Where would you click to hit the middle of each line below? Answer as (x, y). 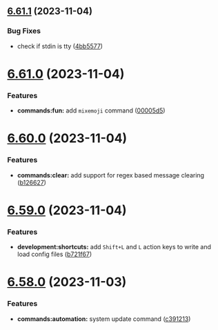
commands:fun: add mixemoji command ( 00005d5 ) (91, 110)
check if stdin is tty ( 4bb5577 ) (60, 46)
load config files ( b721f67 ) (54, 254)
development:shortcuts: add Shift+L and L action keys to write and (114, 247)
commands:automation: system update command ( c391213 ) (104, 319)
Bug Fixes (24, 31)
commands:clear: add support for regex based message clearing (111, 175)
